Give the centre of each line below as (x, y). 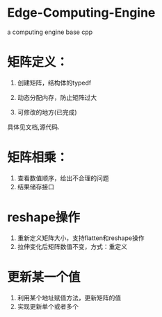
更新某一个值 (44, 277)
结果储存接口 (35, 187)
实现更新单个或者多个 (48, 306)
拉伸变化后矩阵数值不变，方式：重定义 (72, 246)
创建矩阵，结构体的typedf (54, 83)
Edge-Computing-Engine (81, 13)
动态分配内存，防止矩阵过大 (57, 97)
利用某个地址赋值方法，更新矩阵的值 (69, 298)
